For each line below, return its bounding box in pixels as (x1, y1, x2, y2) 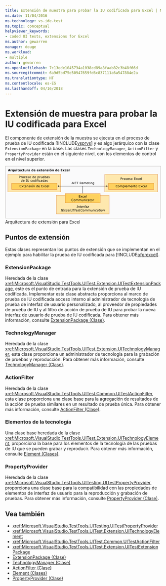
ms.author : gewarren (5, 40, 48, 44)
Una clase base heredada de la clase (5, 430, 81, 436)
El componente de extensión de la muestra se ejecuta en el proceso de (5, 135, 150, 141)
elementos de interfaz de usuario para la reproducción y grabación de (5, 490, 148, 496)
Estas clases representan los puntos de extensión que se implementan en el (5, 246, 160, 252)
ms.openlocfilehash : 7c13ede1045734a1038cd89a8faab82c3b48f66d (5, 65, 138, 70)
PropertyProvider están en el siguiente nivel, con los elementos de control (5, 151, 157, 157)
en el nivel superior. (5, 156, 45, 162)
